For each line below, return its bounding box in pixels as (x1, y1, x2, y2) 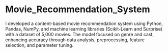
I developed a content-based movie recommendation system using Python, (5, 20, 163, 26)
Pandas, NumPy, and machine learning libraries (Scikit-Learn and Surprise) (5, 25, 163, 32)
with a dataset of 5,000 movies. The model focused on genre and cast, (5, 31, 154, 37)
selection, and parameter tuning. (5, 42, 74, 48)
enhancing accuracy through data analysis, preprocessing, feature (5, 37, 145, 43)
